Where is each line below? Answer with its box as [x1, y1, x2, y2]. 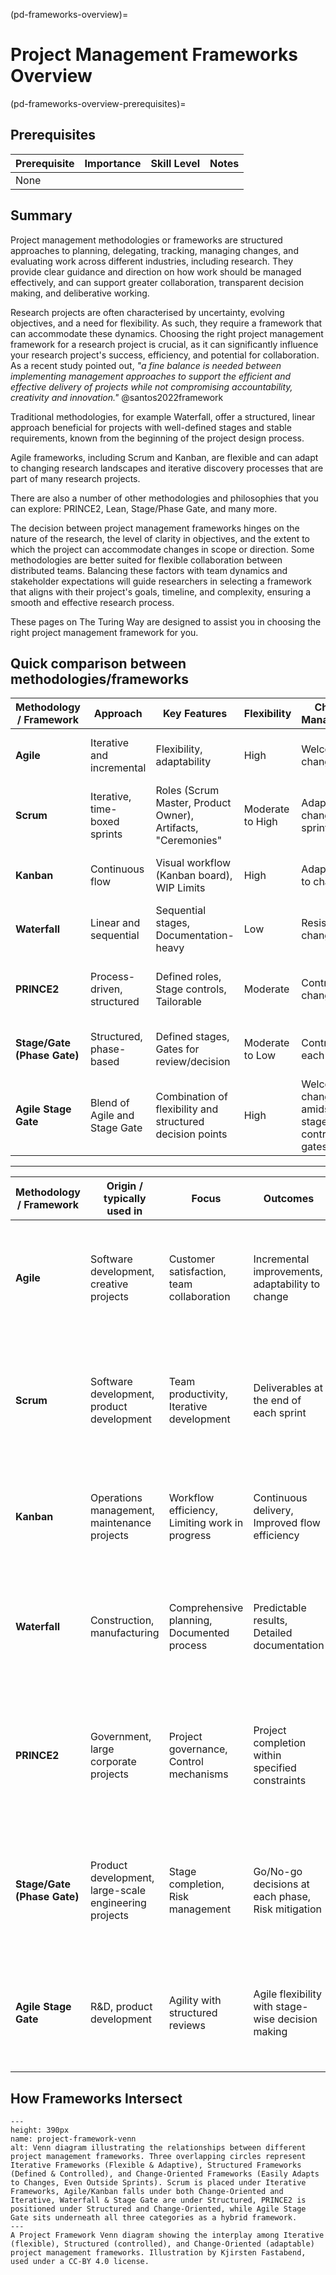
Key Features [162, 707, 228, 721]
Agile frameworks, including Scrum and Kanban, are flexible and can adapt [10, 451, 319, 463]
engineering [89, 1896, 147, 1910]
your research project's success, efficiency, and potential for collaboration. [10, 349, 320, 361]
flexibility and [155, 1102, 219, 1116]
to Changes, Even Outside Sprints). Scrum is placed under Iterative [10, 2178, 307, 2188]
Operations [89, 1491, 143, 1505]
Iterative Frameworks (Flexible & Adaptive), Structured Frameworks [10, 2160, 302, 2171]
